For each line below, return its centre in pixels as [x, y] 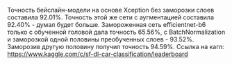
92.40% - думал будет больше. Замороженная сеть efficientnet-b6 [107, 25]
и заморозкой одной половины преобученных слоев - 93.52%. [101, 39]
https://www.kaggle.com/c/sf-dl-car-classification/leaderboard [98, 54]
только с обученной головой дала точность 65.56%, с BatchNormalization [116, 32]
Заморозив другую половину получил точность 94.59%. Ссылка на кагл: [116, 47]
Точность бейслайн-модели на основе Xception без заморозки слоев [111, 10]
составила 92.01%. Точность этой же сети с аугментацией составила [110, 17]
